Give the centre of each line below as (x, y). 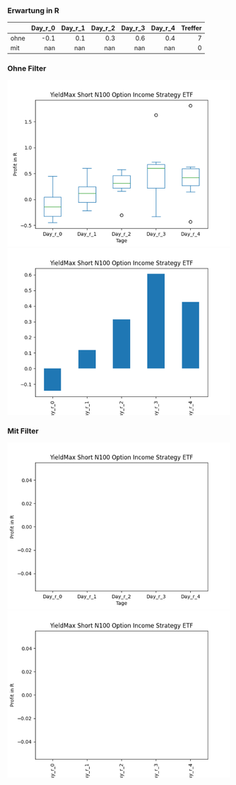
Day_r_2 (103, 28)
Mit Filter (23, 431)
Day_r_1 (73, 28)
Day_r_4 (163, 28)
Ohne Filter (27, 68)
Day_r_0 (43, 28)
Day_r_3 (133, 28)
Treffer (192, 28)
